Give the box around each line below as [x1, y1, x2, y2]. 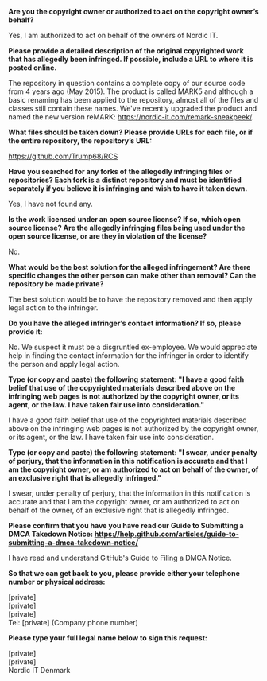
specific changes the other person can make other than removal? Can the [8, 270, 257, 280]
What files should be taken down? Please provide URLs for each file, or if [8, 127, 253, 137]
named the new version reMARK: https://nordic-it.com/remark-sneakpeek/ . [8, 112, 254, 122]
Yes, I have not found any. [8, 199, 93, 208]
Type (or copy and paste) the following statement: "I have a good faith [8, 375, 245, 384]
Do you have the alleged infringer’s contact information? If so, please [8, 318, 242, 328]
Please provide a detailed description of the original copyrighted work [8, 46, 244, 55]
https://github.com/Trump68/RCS [8, 151, 118, 161]
